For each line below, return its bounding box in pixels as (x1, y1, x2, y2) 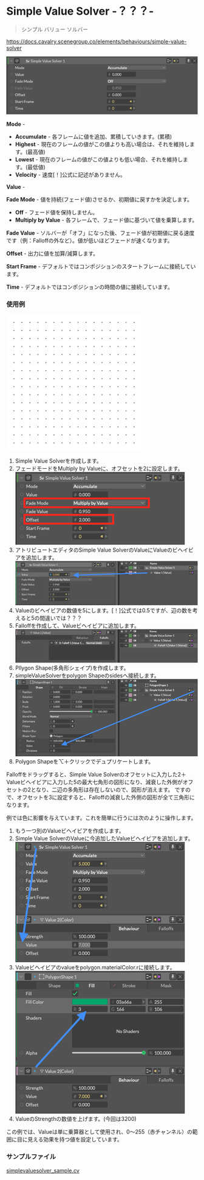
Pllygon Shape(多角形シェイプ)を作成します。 (15, 664, 129, 672)
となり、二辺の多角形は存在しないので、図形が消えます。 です (30, 786, 186, 793)
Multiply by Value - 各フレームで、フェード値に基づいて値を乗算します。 (15, 216, 198, 224)
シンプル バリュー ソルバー (21, 26, 89, 33)
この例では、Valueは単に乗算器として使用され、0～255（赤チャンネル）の (6, 1128, 192, 1136)
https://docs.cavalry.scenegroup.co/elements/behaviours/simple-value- (6, 38, 187, 45)
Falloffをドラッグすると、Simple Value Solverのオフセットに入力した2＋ (6, 771, 186, 778)
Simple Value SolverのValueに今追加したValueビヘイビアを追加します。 (15, 835, 194, 842)
